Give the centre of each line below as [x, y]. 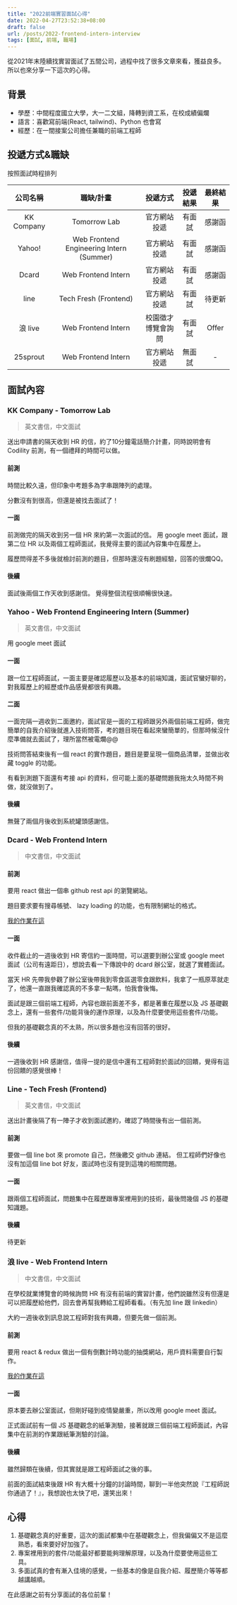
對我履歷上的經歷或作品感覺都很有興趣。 [66, 687]
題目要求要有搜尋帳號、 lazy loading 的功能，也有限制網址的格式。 [104, 906]
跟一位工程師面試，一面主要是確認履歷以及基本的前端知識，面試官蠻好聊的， [119, 678]
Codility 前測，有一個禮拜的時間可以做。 [66, 450]
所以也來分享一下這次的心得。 [50, 70]
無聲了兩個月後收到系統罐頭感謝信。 [60, 821]
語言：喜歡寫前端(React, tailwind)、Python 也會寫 [89, 122]
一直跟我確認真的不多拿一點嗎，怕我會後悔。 [97, 988]
